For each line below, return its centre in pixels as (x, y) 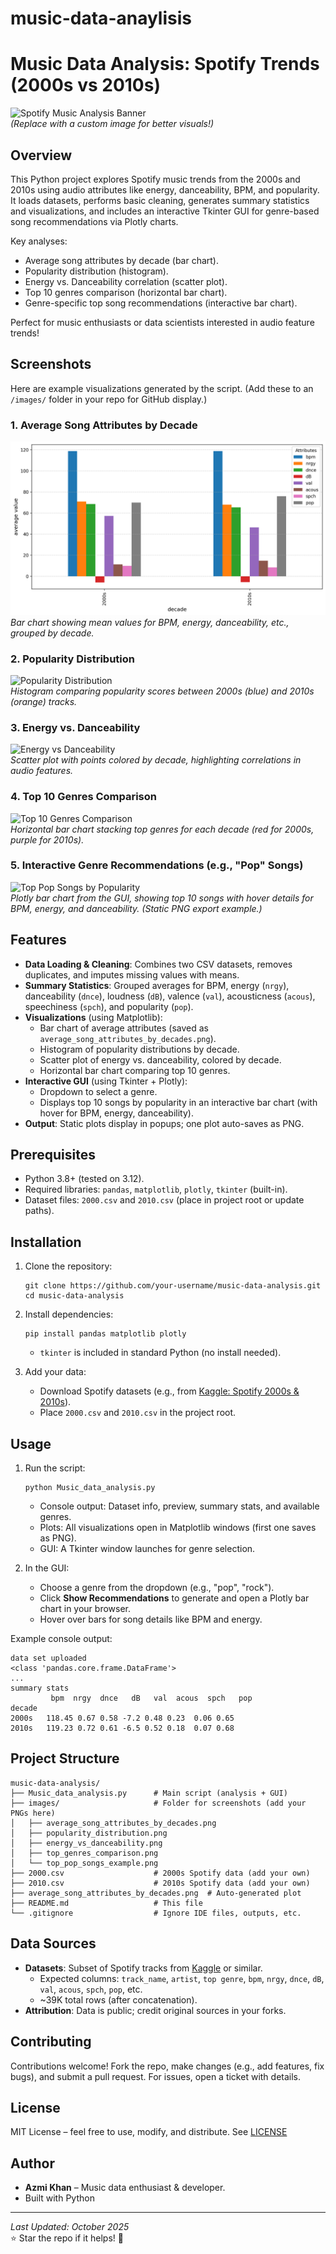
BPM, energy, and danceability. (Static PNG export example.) (136, 908)
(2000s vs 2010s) (85, 85)
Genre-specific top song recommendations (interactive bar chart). (161, 303)
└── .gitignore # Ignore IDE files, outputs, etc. (156, 1913)
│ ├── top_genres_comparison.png (84, 1853)
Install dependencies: (69, 1314)
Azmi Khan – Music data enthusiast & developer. (125, 2188)
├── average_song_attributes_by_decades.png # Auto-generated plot (156, 1893)
